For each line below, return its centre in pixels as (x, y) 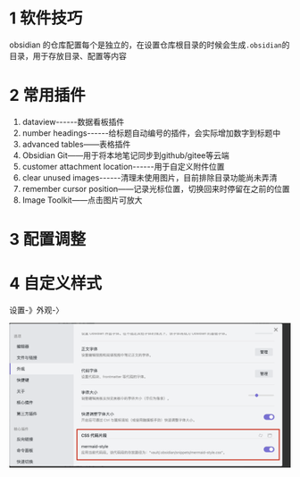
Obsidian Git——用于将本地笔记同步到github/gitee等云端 (125, 155)
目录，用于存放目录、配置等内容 (68, 55)
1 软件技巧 (46, 18)
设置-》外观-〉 (37, 310)
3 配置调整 (48, 240)
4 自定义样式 (56, 284)
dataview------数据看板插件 (73, 121)
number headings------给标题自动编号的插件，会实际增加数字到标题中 (151, 133)
